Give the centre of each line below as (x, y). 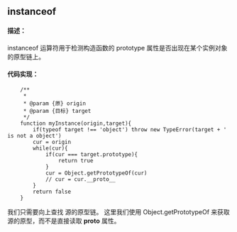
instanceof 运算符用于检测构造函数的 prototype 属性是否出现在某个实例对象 (117, 48)
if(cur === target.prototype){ (92, 154)
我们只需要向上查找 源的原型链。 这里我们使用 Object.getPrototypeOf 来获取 (119, 211)
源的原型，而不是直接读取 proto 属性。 (64, 221)
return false (52, 192)
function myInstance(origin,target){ (76, 123)
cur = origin (52, 142)
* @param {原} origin (55, 103)
